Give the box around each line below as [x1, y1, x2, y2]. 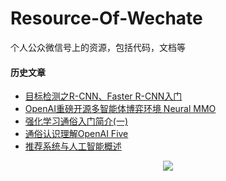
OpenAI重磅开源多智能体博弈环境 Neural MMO [24, 103, 217, 115]
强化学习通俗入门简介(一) [24, 115, 129, 127]
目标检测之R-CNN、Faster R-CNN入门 [24, 90, 183, 102]
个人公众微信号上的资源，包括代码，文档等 [10, 41, 186, 53]
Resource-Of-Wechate [10, 7, 203, 30]
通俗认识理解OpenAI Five [24, 128, 129, 140]
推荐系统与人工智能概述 [24, 140, 122, 152]
